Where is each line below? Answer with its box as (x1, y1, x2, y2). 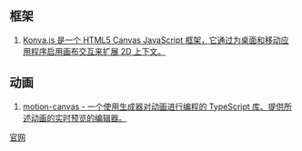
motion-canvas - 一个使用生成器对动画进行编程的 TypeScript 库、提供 (22, 101, 285, 112)
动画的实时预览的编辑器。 (30, 112, 127, 123)
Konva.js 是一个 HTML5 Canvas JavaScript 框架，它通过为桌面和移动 (22, 35, 282, 45)
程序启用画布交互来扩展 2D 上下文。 (30, 45, 166, 56)
